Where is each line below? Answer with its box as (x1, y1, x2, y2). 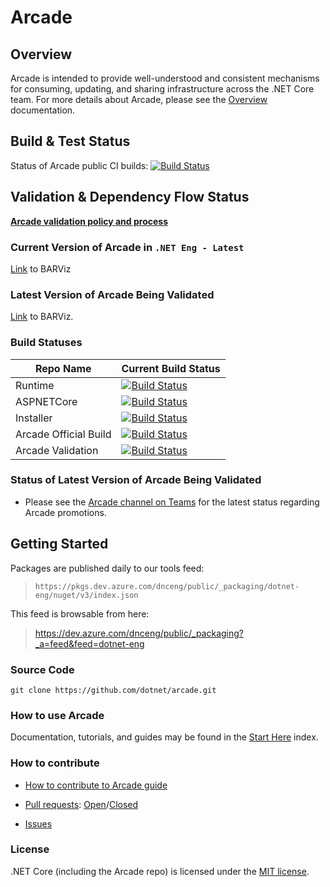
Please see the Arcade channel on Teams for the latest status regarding (24, 496, 320, 508)
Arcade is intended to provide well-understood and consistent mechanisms (10, 72, 320, 84)
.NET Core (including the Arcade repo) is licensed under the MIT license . (10, 865, 310, 877)
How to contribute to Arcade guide (24, 779, 168, 791)
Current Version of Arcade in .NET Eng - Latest (10, 240, 245, 254)
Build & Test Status (10, 133, 131, 150)
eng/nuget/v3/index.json (34, 590, 139, 600)
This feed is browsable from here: (10, 607, 150, 620)
